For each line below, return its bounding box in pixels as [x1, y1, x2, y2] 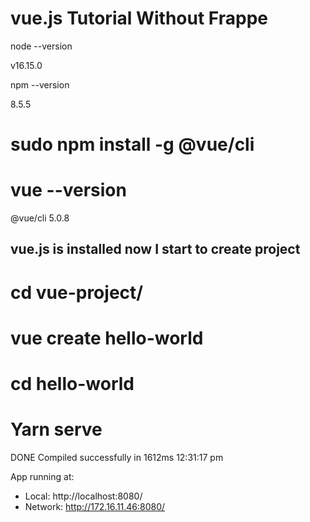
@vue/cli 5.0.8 [10, 212, 70, 224]
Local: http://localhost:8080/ [24, 490, 143, 502]
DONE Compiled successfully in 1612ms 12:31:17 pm [10, 451, 224, 463]
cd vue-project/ [10, 281, 144, 304]
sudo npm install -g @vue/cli [10, 133, 255, 156]
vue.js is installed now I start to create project [10, 241, 301, 258]
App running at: [10, 470, 75, 482]
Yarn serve [10, 418, 103, 441]
